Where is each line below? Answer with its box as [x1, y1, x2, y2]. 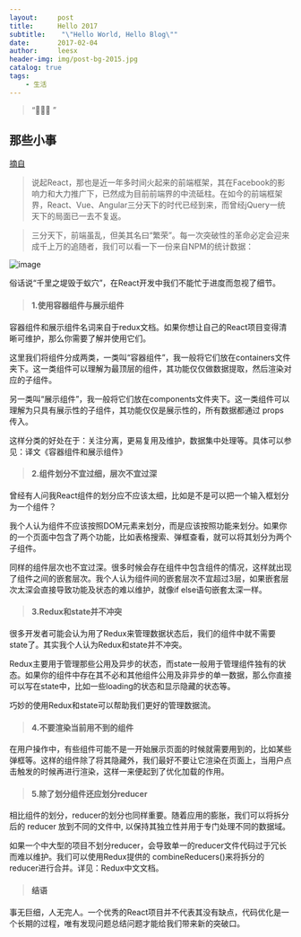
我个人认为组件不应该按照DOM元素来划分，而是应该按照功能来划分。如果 [9, 520, 279, 530]
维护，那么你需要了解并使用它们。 [24, 333, 150, 344]
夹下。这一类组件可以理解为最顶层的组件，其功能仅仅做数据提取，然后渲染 [9, 363, 284, 373]
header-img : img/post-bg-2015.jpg [9, 55, 139, 64]
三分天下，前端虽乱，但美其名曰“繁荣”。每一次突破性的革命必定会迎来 [30, 230, 290, 241]
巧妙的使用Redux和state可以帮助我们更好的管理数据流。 [9, 700, 216, 711]
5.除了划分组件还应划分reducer [30, 788, 148, 799]
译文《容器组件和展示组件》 [24, 446, 127, 457]
